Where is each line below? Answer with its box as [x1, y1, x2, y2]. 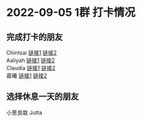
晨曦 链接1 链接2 [6, 72, 48, 79]
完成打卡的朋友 [6, 32, 63, 42]
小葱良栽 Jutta [6, 109, 43, 116]
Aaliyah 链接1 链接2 [6, 57, 55, 64]
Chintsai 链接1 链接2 [6, 49, 57, 56]
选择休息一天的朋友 [6, 91, 79, 102]
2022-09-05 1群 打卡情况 [6, 5, 136, 20]
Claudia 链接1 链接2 [6, 65, 56, 71]
